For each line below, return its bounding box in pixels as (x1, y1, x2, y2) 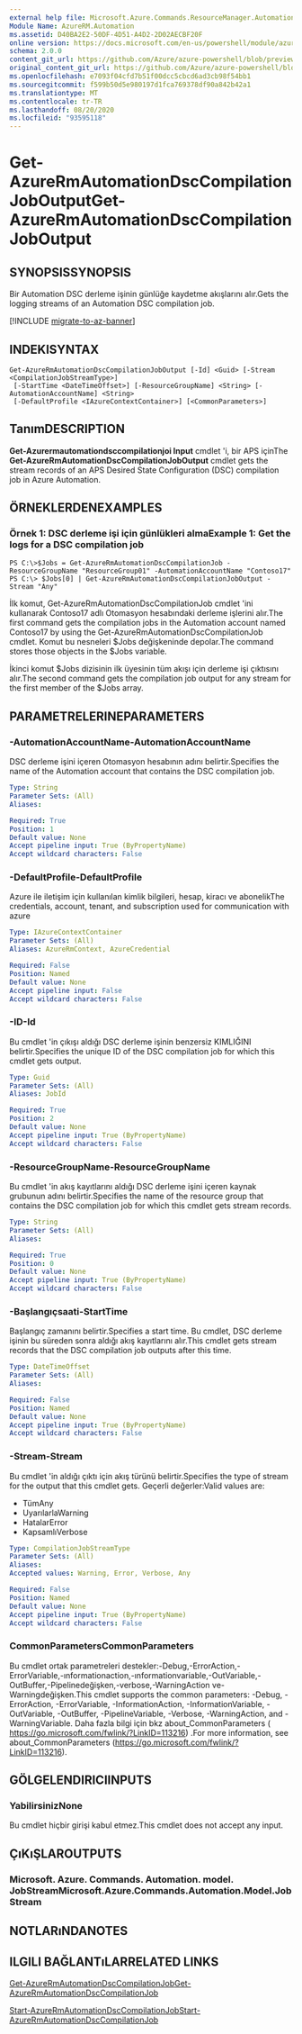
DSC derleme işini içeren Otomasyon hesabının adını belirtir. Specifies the (9, 756, 280, 767)
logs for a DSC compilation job (9, 538, 145, 551)
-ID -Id (9, 1016, 36, 1028)
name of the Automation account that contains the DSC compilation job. (9, 766, 276, 777)
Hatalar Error (22, 1516, 68, 1527)
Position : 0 (9, 1259, 54, 1268)
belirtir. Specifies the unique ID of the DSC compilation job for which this (9, 1045, 276, 1056)
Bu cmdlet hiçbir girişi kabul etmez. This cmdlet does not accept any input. (9, 1820, 284, 1831)
